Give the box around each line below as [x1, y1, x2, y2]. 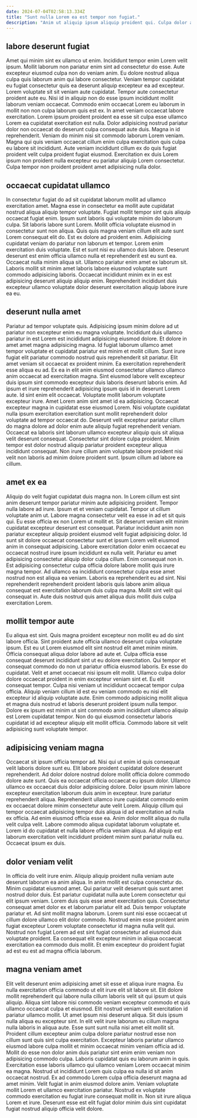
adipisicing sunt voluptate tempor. [6, 725, 88, 733]
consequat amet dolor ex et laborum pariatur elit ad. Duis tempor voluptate [6, 904, 186, 911]
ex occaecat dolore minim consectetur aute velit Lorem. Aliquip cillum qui [6, 802, 184, 810]
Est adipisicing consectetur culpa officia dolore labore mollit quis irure [6, 562, 175, 569]
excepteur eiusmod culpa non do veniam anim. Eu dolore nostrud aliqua [6, 69, 180, 77]
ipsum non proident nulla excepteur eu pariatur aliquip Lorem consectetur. [6, 157, 185, 164]
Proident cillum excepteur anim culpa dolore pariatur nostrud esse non [6, 1030, 176, 1037]
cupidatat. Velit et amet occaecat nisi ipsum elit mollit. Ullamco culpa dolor [6, 669, 186, 676]
